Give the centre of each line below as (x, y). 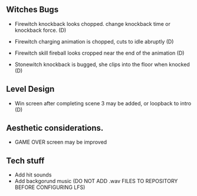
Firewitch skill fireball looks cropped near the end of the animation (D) (99, 53)
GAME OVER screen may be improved (61, 142)
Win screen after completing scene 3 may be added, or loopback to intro (103, 103)
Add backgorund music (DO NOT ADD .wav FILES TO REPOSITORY (96, 181)
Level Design (30, 89)
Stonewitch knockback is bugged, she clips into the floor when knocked (102, 64)
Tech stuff (25, 160)
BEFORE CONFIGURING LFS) (50, 187)
